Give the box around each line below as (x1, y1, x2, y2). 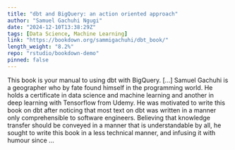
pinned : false (7, 57, 49, 64)
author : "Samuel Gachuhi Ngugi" (7, 17, 102, 24)
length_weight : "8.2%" (7, 43, 74, 50)
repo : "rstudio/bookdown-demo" (7, 50, 100, 57)
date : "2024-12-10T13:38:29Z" (7, 23, 97, 30)
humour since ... (7, 136, 54, 144)
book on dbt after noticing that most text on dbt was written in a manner (7, 105, 217, 114)
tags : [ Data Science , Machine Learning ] (7, 30, 128, 37)
